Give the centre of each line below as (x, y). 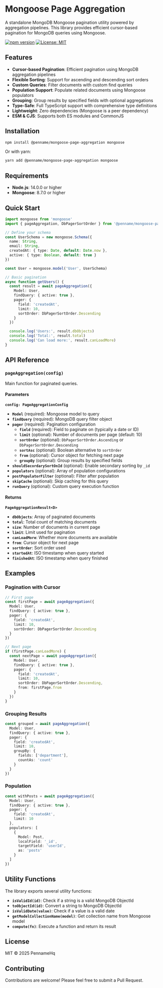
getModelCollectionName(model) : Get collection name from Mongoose (81, 916)
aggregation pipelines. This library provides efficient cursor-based (71, 27)
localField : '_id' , (37, 841)
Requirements (27, 176)
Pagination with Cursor (33, 587)
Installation (22, 131)
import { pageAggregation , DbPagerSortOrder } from (58, 224)
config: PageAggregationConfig (37, 405)
